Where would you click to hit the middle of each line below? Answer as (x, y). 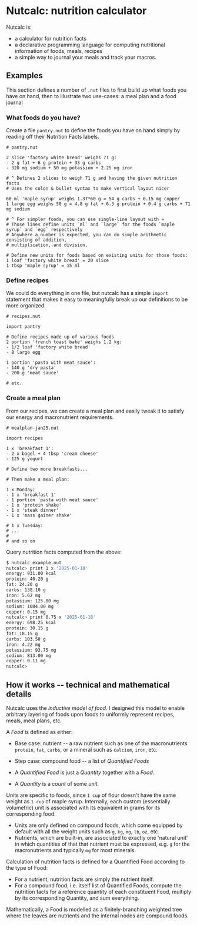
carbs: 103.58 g (26, 639)
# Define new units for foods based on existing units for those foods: (97, 256)
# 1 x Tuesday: (25, 525)
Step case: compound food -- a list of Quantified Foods (82, 761)
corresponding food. (31, 814)
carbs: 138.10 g (26, 590)
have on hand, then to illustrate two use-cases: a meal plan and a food (91, 96)
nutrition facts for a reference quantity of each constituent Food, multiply (103, 892)
